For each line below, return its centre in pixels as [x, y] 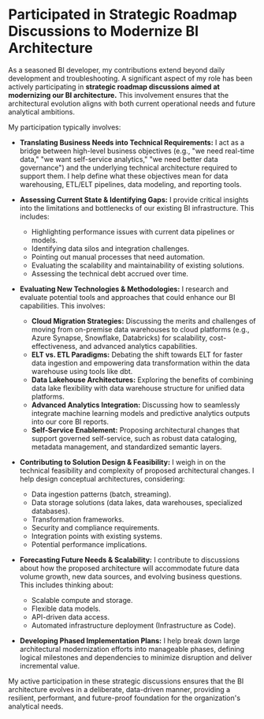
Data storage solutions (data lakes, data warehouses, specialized [137, 502]
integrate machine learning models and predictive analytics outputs [141, 413]
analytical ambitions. [41, 111]
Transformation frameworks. [78, 519]
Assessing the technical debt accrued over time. [110, 273]
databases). [51, 511]
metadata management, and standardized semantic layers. [126, 447]
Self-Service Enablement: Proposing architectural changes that [136, 430]
